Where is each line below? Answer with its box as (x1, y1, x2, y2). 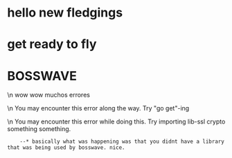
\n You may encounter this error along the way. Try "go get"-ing (7, 104, 190, 112)
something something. (7, 125, 71, 133)
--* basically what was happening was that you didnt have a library (19, 138, 225, 146)
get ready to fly (7, 37, 97, 52)
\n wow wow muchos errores (7, 91, 90, 99)
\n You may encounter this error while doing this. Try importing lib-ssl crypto (7, 117, 226, 126)
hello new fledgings (7, 5, 123, 21)
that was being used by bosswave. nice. (7, 144, 126, 151)
